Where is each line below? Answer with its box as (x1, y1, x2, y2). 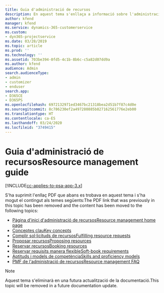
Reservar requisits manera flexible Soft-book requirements (12, 248, 129, 254)
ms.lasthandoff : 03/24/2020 (5, 120, 62, 125)
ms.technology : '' (5, 52, 42, 58)
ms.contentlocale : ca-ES (5, 116, 56, 121)
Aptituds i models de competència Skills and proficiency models (12, 254, 140, 259)
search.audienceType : (5, 71, 49, 76)
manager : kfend (5, 20, 36, 26)
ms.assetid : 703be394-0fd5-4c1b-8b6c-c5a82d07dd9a (5, 57, 110, 62)
